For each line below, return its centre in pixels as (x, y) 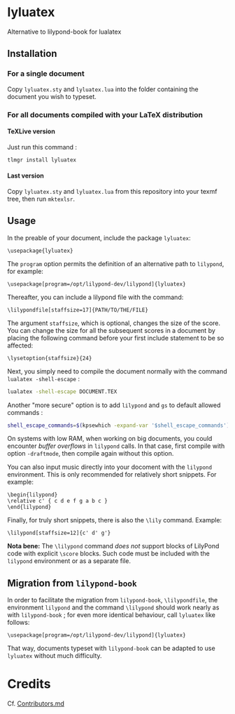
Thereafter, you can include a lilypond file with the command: (95, 297)
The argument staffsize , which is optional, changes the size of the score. (114, 323)
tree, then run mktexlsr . (41, 199)
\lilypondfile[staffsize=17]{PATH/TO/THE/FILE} (78, 310)
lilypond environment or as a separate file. (69, 561)
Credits (29, 684)
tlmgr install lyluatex (42, 160)
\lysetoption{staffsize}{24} (50, 358)
